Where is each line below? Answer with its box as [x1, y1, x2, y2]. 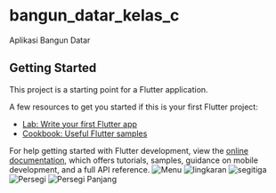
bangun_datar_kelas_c [9, 5, 180, 26]
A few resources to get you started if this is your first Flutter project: [9, 101, 258, 112]
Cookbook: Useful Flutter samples [21, 128, 148, 139]
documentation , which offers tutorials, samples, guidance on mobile [9, 155, 258, 165]
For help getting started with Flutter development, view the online [9, 145, 249, 156]
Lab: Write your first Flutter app [21, 118, 138, 129]
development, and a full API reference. [9, 164, 150, 174]
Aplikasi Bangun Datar [9, 35, 91, 45]
